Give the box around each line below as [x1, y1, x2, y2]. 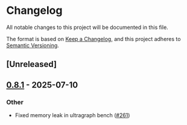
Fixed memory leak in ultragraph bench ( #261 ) [14, 112, 130, 119]
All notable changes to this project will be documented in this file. [6, 24, 169, 31]
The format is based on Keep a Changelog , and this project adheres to [6, 35, 181, 42]
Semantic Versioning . [6, 42, 59, 49]
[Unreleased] [6, 59, 57, 69]
